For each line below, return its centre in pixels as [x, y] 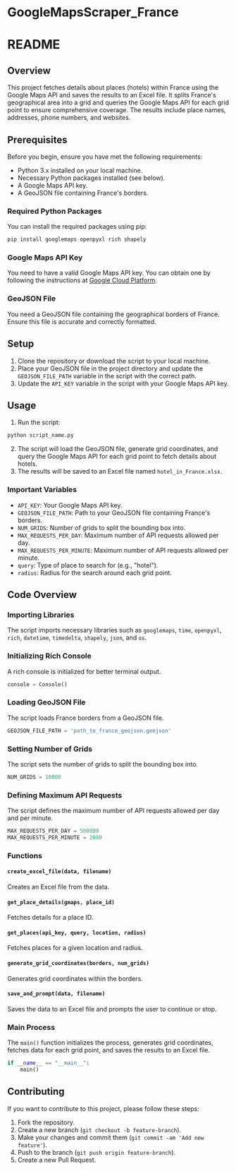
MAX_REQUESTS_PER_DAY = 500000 [53, 831]
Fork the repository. [46, 1122]
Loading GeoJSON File [46, 702]
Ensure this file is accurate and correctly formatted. [82, 321]
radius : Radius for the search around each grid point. [95, 572]
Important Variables [42, 490]
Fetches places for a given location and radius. [75, 948]
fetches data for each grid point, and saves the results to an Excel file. [109, 1050]
